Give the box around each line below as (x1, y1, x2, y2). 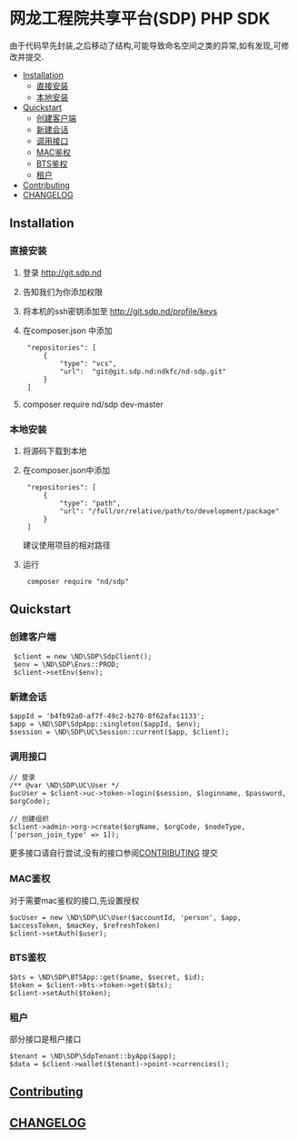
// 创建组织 (9, 815, 50, 824)
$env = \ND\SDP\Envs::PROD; (13, 659, 120, 669)
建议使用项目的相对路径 (22, 540, 111, 550)
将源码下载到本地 (22, 445, 87, 456)
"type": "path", (59, 499, 121, 508)
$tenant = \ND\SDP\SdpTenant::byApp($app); (9, 1052, 177, 1061)
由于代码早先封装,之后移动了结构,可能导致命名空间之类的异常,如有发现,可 (9, 40, 282, 51)
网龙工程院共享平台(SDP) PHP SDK (9, 8, 271, 29)
